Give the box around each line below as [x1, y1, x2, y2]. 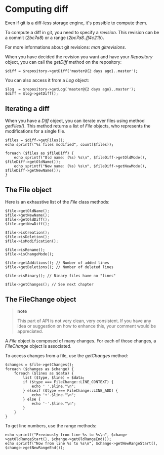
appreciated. [17, 329, 43, 334]
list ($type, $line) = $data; [23, 375, 85, 380]
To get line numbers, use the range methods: [5, 423, 97, 429]
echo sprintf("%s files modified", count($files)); [5, 142, 114, 147]
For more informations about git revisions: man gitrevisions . [5, 44, 126, 50]
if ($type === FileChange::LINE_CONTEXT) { [23, 379, 114, 385]
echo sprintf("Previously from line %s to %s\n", [5, 432, 110, 438]
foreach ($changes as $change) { [5, 367, 74, 372]
